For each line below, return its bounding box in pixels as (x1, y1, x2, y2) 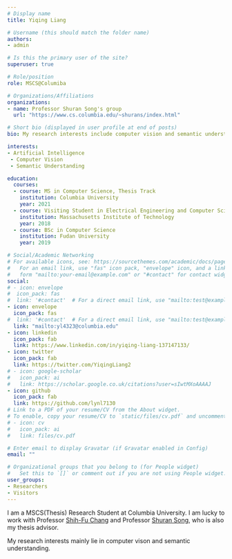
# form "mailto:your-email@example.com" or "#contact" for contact (7, 271, 212, 278)
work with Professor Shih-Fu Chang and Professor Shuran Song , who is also (7, 515, 224, 524)
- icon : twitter (7, 348, 54, 355)
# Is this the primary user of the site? (7, 55, 128, 62)
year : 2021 (19, 201, 51, 208)
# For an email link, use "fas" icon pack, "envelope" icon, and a (7, 265, 212, 272)
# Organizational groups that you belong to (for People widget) (7, 463, 199, 471)
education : (7, 175, 39, 182)
